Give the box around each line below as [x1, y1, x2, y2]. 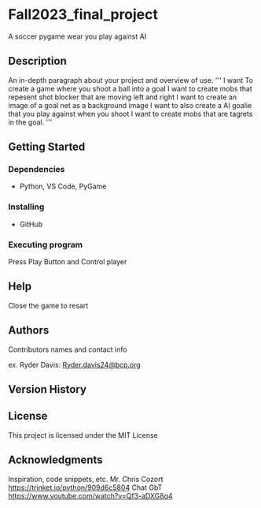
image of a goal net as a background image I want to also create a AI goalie [8, 100, 252, 110]
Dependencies [8, 164, 65, 175]
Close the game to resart [8, 301, 89, 310]
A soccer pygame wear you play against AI [8, 32, 147, 41]
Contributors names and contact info [8, 345, 127, 354]
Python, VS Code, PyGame [19, 181, 107, 191]
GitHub [19, 219, 43, 229]
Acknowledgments [8, 454, 104, 467]
